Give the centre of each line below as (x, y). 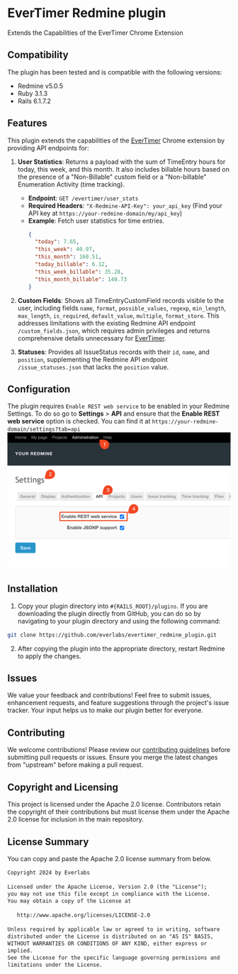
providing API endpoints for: (48, 148)
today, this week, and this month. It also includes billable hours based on (124, 169)
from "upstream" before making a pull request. (75, 765)
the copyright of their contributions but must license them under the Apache (119, 812)
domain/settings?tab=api (44, 430)
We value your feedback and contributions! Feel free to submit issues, (109, 695)
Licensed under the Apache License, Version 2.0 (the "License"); (107, 887)
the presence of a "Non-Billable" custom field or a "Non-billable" (112, 177)
